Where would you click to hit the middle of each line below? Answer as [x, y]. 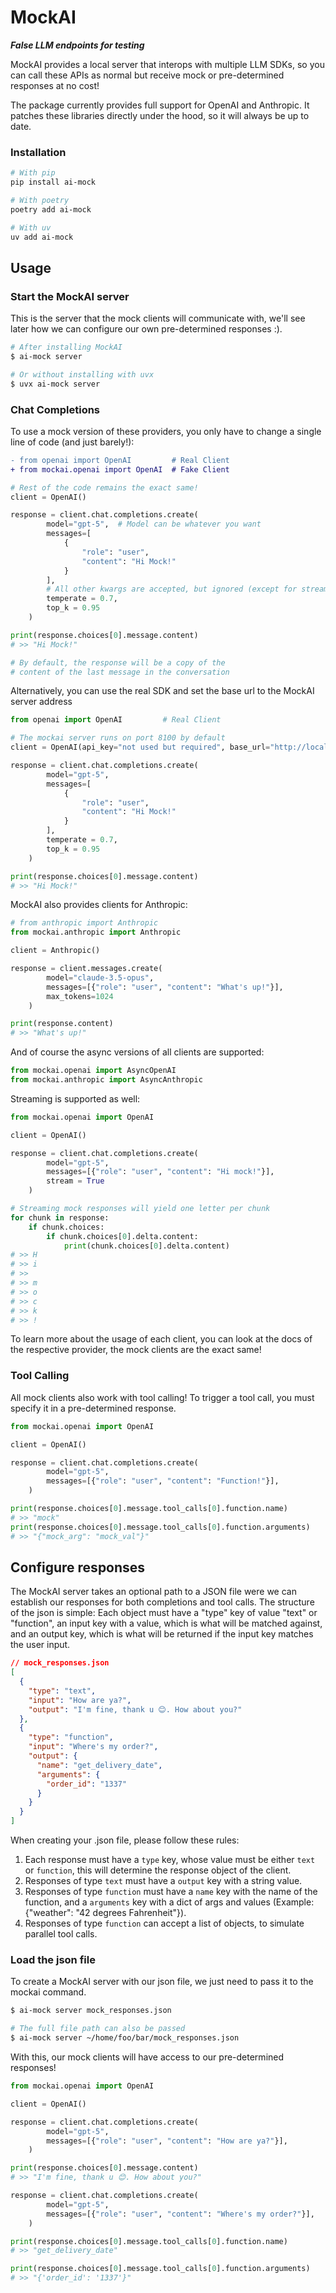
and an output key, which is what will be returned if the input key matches [162, 1634]
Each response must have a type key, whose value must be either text [170, 1860]
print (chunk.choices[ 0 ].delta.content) [146, 1246]
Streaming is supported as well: [75, 1098]
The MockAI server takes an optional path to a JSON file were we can [153, 1592]
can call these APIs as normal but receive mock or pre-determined [147, 75]
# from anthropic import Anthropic [84, 923]
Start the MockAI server [70, 296]
